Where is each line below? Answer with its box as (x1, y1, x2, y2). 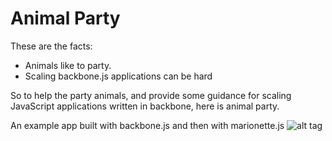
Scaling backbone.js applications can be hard (24, 70, 213, 82)
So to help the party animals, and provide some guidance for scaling (10, 89, 292, 101)
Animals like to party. (24, 59, 112, 71)
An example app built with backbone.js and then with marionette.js (10, 119, 285, 131)
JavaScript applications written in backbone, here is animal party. (10, 100, 280, 112)
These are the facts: (10, 40, 93, 52)
